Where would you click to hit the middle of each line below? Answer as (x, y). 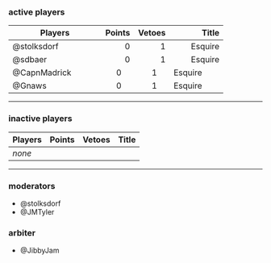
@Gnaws (29, 86)
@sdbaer (29, 60)
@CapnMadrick (42, 73)
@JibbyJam (40, 250)
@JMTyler (37, 211)
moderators (32, 186)
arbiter (22, 232)
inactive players (40, 119)
